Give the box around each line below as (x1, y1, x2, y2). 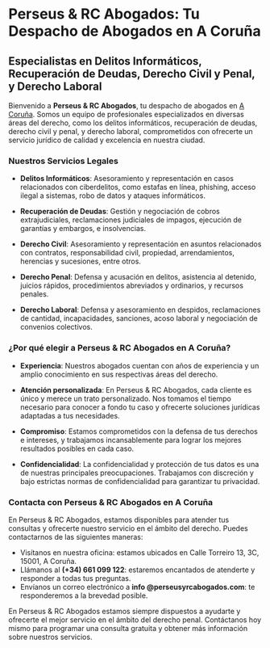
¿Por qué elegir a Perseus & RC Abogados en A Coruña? (8, 343, 231, 354)
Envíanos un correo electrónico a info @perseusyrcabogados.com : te (19, 582, 255, 591)
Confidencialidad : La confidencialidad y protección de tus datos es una (19, 459, 260, 469)
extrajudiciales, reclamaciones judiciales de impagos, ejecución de (19, 215, 242, 225)
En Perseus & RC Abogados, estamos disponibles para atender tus (8, 515, 230, 524)
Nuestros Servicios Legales (8, 155, 118, 166)
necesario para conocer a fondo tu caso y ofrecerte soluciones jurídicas (19, 402, 260, 412)
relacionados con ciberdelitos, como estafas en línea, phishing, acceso (19, 183, 256, 192)
